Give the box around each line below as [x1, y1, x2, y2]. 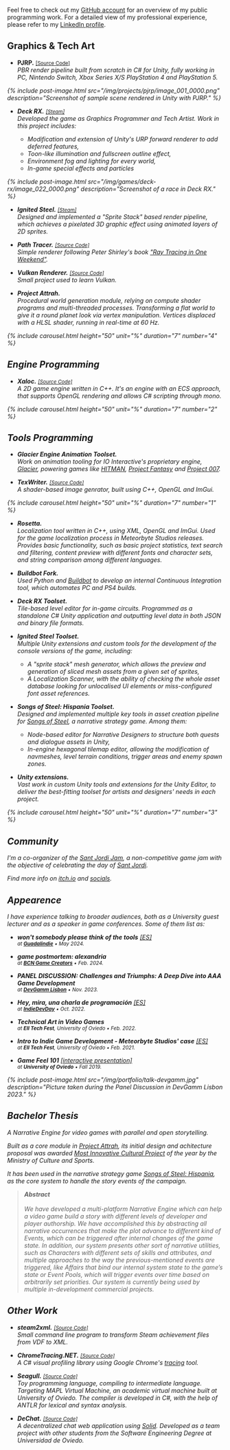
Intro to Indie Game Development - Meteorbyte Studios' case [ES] [16, 1037, 208, 1045]
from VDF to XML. [16, 1337, 69, 1346]
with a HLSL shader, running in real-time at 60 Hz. [16, 318, 160, 326]
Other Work [7, 1305, 58, 1317]
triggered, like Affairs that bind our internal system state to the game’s [23, 1263, 223, 1271]
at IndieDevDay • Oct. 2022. [16, 1006, 86, 1012]
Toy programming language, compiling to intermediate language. [16, 1379, 203, 1387]
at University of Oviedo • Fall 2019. [16, 1064, 102, 1071]
